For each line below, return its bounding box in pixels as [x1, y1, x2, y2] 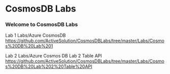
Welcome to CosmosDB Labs [5, 21, 78, 28]
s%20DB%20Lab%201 [5, 43, 53, 49]
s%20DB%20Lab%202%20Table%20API [5, 63, 92, 69]
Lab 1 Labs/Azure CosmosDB [5, 32, 66, 38]
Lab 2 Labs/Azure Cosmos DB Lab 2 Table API [5, 53, 103, 59]
